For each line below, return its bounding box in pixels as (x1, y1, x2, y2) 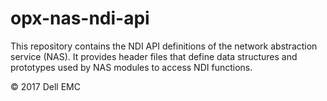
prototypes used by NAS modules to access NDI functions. (10, 61, 253, 73)
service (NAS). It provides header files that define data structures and (10, 50, 298, 62)
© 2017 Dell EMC (10, 80, 81, 92)
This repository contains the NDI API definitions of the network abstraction (10, 40, 318, 52)
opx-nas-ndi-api (10, 7, 150, 30)
